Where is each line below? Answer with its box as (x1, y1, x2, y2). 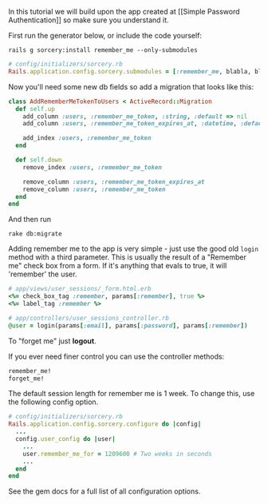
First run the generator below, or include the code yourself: (8, 31, 202, 40)
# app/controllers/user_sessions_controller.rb (8, 314, 170, 322)
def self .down (15, 156, 62, 164)
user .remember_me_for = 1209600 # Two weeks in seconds (22, 450, 213, 458)
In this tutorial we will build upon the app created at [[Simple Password (8, 7, 240, 16)
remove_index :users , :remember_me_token (22, 163, 162, 171)
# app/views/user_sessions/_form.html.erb (8, 285, 152, 293)
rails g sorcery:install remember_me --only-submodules (8, 46, 198, 54)
